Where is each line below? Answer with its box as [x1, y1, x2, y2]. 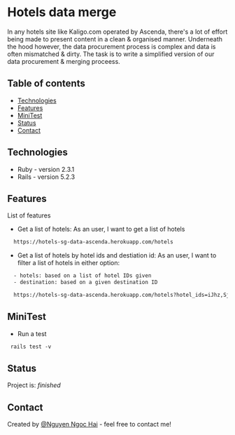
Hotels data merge [7, 4, 117, 20]
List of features [7, 211, 51, 220]
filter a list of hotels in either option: [17, 259, 120, 267]
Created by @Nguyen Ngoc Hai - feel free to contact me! [7, 420, 171, 429]
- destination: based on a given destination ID [13, 279, 158, 286]
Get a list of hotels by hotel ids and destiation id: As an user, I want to [17, 251, 217, 260]
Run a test [17, 329, 47, 337]
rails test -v [10, 343, 52, 350]
